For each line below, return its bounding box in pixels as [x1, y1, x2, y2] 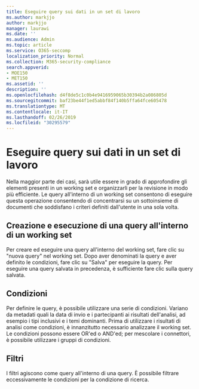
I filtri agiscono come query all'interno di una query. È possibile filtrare [6, 369, 179, 376]
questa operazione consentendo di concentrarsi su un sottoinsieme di [6, 197, 179, 204]
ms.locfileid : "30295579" [6, 120, 71, 126]
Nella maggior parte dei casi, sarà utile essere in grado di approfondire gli [6, 178, 187, 185]
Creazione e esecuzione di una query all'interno [6, 220, 189, 231]
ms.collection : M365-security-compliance [6, 59, 111, 65]
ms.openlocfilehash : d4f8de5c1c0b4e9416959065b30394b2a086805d [6, 92, 167, 98]
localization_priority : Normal [6, 53, 84, 59]
